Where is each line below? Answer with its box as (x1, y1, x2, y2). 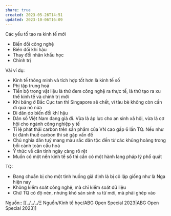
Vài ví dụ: (5, 67, 25, 73)
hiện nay (12, 179, 31, 185)
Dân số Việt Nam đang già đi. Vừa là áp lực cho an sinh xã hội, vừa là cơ (12, 115, 165, 122)
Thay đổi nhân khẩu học (12, 52, 64, 58)
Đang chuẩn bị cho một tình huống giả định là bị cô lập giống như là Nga (12, 173, 165, 180)
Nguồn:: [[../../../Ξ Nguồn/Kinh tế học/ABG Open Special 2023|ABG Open (5, 200, 159, 206)
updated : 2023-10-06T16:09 (5, 17, 63, 22)
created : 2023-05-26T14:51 (5, 12, 63, 17)
